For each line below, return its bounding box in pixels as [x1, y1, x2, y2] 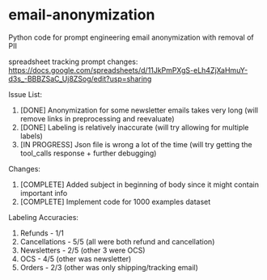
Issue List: [8, 89, 43, 99]
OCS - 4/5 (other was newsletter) [19, 253, 132, 264]
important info [19, 188, 68, 197]
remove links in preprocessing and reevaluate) [19, 113, 176, 123]
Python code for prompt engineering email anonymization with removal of [8, 32, 254, 42]
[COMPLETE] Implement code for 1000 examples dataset [19, 197, 211, 206]
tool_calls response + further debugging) [19, 148, 157, 158]
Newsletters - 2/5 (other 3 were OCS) [19, 245, 146, 255]
